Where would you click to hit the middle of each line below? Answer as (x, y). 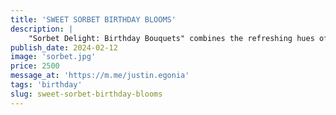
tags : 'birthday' (46, 85)
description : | (42, 29)
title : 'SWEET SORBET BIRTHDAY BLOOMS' (93, 19)
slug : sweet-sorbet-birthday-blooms (86, 94)
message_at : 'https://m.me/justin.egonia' (100, 76)
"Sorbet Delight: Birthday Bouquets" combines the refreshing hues (171, 38)
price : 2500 (35, 66)
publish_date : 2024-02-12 (64, 47)
